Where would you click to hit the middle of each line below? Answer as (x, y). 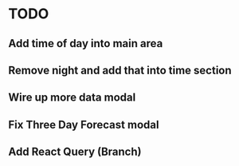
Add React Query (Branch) (75, 152)
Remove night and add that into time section (120, 70)
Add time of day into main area (86, 43)
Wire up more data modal (72, 98)
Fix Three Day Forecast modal (84, 125)
